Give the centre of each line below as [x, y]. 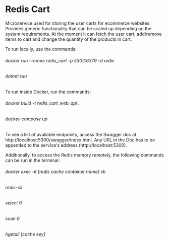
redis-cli [14, 187]
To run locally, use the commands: [41, 49]
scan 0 [13, 218]
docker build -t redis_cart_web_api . [42, 103]
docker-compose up [26, 119]
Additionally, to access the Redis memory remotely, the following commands [84, 155]
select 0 [14, 203]
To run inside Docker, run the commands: [48, 92]
